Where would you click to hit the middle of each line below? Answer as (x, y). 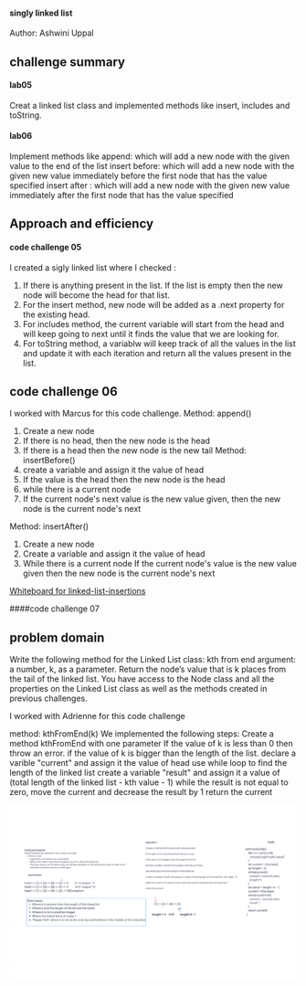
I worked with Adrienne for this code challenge (97, 716)
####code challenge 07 (55, 609)
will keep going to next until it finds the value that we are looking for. (151, 334)
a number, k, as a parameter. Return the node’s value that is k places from (148, 669)
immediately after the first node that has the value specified (122, 195)
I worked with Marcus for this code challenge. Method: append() (131, 413)
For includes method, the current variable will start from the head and (153, 323)
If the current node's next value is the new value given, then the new (152, 499)
